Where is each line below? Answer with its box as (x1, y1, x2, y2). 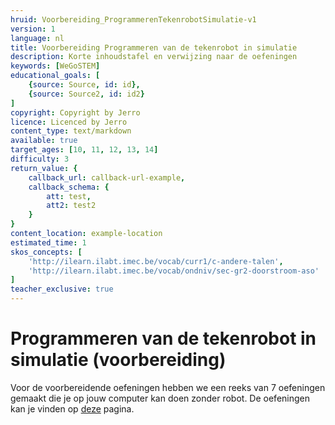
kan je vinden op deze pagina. (10, 402, 135, 415)
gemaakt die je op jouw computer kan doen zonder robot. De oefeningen (10, 392, 310, 404)
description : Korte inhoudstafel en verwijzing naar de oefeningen (10, 52, 298, 62)
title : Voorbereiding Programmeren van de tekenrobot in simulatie (10, 42, 298, 53)
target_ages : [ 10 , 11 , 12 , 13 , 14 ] (10, 145, 159, 155)
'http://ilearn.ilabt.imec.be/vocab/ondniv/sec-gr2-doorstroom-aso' (28, 266, 320, 276)
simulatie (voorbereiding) (10, 349, 227, 371)
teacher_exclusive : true (10, 284, 114, 295)
